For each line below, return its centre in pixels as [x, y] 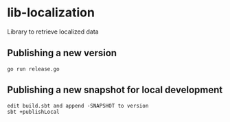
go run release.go [33, 69]
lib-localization [51, 13]
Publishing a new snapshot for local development [115, 90]
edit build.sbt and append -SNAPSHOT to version [78, 106]
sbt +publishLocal [33, 112]
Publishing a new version [62, 53]
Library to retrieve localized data [53, 32]
